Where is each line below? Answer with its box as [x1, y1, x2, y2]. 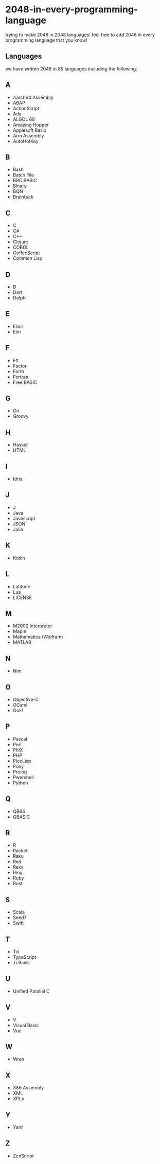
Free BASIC [12, 379, 38, 385]
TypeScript [12, 954, 37, 960]
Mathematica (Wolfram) [12, 634, 63, 640]
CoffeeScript [12, 250, 40, 256]
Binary [12, 183, 27, 189]
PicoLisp [12, 757, 31, 764]
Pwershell [12, 774, 34, 780]
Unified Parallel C [12, 988, 50, 994]
